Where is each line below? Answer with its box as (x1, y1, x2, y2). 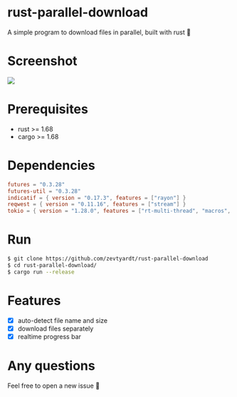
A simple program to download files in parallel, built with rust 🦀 (7, 28, 191, 36)
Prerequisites (7, 101, 89, 118)
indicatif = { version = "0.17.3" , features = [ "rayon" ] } (7, 194, 186, 201)
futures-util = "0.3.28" (7, 187, 81, 195)
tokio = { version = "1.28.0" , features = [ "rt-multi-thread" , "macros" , (7, 208, 231, 215)
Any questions (7, 358, 95, 373)
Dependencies (7, 158, 95, 174)
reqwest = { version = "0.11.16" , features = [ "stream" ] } (7, 201, 186, 208)
